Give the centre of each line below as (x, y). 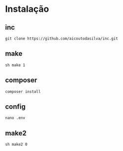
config (15, 107)
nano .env (15, 118)
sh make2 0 (16, 145)
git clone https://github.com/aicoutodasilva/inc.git (62, 38)
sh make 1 (15, 65)
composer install (23, 92)
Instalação (27, 9)
